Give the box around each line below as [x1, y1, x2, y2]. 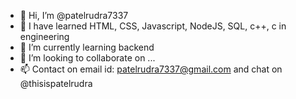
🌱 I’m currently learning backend [19, 41, 155, 53]
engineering [19, 31, 70, 42]
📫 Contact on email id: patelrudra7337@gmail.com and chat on [19, 63, 283, 75]
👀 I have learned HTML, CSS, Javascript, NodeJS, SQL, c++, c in [19, 20, 287, 32]
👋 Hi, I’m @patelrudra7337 [19, 10, 129, 21]
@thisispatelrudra [19, 78, 93, 89]
